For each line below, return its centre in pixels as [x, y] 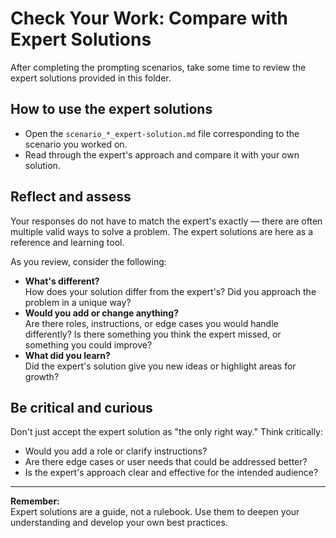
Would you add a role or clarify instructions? [116, 451]
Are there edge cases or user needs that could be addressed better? [166, 462]
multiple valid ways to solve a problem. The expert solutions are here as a [161, 231]
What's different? [62, 281]
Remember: [35, 501]
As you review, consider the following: [88, 261]
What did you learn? [67, 355]
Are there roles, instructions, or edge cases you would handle [151, 323]
